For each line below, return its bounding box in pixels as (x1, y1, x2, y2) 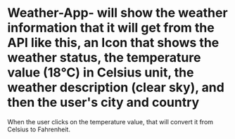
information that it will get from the (7, 20, 215, 36)
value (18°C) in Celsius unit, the (7, 65, 194, 81)
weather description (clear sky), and (7, 79, 225, 95)
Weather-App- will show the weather (7, 5, 228, 21)
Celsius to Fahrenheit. (7, 125, 70, 133)
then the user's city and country (7, 95, 200, 110)
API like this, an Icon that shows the (7, 35, 220, 51)
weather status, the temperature (7, 50, 201, 66)
